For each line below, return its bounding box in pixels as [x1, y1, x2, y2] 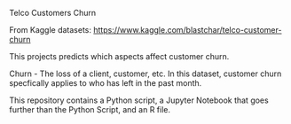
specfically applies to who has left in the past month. [9, 78, 202, 88]
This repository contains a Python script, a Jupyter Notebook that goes [9, 95, 269, 105]
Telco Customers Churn [9, 8, 97, 18]
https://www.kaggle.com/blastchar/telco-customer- [92, 25, 282, 35]
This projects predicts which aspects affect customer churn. [9, 51, 230, 61]
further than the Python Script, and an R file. [9, 105, 171, 114]
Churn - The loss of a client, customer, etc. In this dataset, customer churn [9, 68, 282, 79]
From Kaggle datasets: [9, 25, 91, 35]
